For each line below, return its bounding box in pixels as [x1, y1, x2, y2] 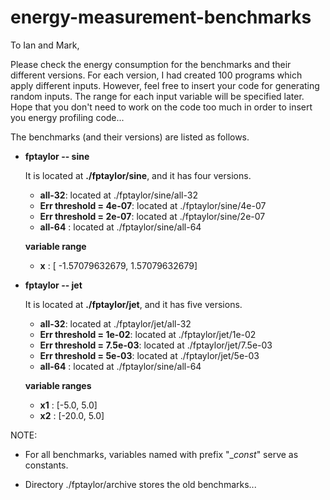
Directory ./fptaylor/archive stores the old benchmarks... [24, 478, 257, 490]
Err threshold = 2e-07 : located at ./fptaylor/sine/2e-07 [39, 210, 266, 222]
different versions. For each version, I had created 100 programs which [10, 69, 303, 81]
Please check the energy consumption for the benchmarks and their [10, 58, 292, 70]
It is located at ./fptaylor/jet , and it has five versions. [24, 298, 243, 310]
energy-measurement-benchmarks [10, 6, 312, 29]
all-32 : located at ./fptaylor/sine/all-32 [39, 189, 198, 201]
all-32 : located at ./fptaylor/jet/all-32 [39, 317, 192, 330]
